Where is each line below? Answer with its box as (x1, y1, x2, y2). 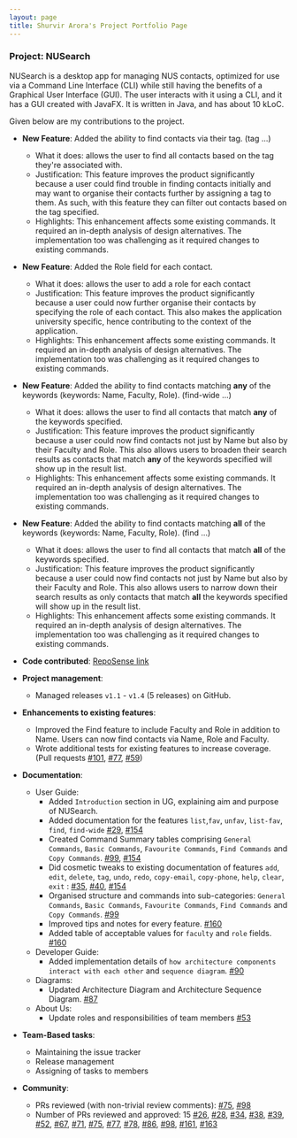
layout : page (9, 12, 57, 22)
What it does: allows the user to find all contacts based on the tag (34, 150, 274, 160)
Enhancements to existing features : (21, 707, 156, 718)
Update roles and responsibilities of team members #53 (48, 1012, 252, 1023)
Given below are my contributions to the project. (9, 116, 186, 127)
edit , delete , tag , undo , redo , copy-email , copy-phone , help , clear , (48, 871, 285, 881)
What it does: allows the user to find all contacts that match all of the (34, 544, 286, 555)
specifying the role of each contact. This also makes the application (34, 306, 283, 317)
